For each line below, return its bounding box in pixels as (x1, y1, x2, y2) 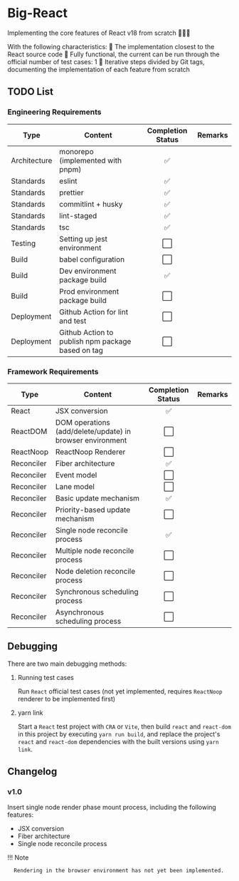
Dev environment (59, 266, 117, 276)
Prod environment (59, 287, 119, 297)
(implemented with (59, 155, 122, 165)
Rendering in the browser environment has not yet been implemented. (14, 867, 224, 875)
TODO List (7, 86, 53, 98)
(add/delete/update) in (55, 426, 132, 436)
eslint (59, 176, 78, 186)
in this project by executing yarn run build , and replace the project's (17, 729, 221, 738)
